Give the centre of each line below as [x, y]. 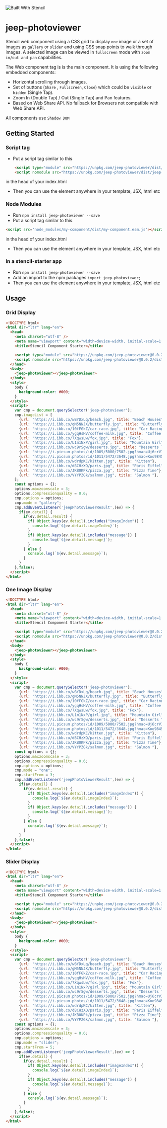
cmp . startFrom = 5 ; [35, 1047]
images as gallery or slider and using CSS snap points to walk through [79, 47]
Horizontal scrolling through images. [50, 81]
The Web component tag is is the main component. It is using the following [82, 67]
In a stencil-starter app [34, 261]
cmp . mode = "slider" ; [37, 1043]
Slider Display [23, 862]
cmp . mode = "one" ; [33, 770]
